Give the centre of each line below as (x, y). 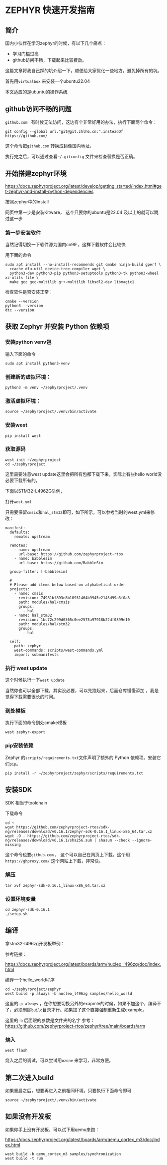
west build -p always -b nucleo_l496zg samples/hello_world (69, 993)
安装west (16, 425)
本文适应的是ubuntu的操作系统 (37, 92)
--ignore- (142, 840)
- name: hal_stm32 (33, 615)
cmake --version (22, 301)
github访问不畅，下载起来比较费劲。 (49, 60)
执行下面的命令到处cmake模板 (36, 723)
